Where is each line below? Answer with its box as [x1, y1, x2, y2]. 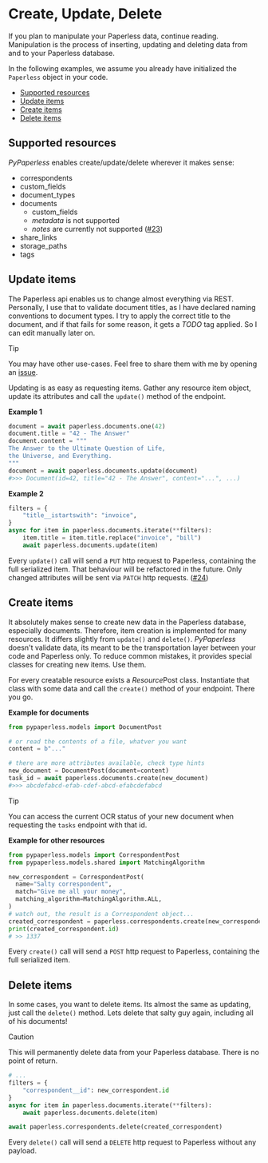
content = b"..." [8, 745, 66, 753]
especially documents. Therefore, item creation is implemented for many [8, 625, 247, 635]
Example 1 [8, 407, 42, 416]
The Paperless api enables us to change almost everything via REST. [8, 293, 234, 304]
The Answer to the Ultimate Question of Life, [8, 444, 166, 452]
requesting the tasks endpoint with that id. [8, 820, 148, 830]
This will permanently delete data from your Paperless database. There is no [8, 1048, 259, 1057]
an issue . [8, 367, 38, 376]
